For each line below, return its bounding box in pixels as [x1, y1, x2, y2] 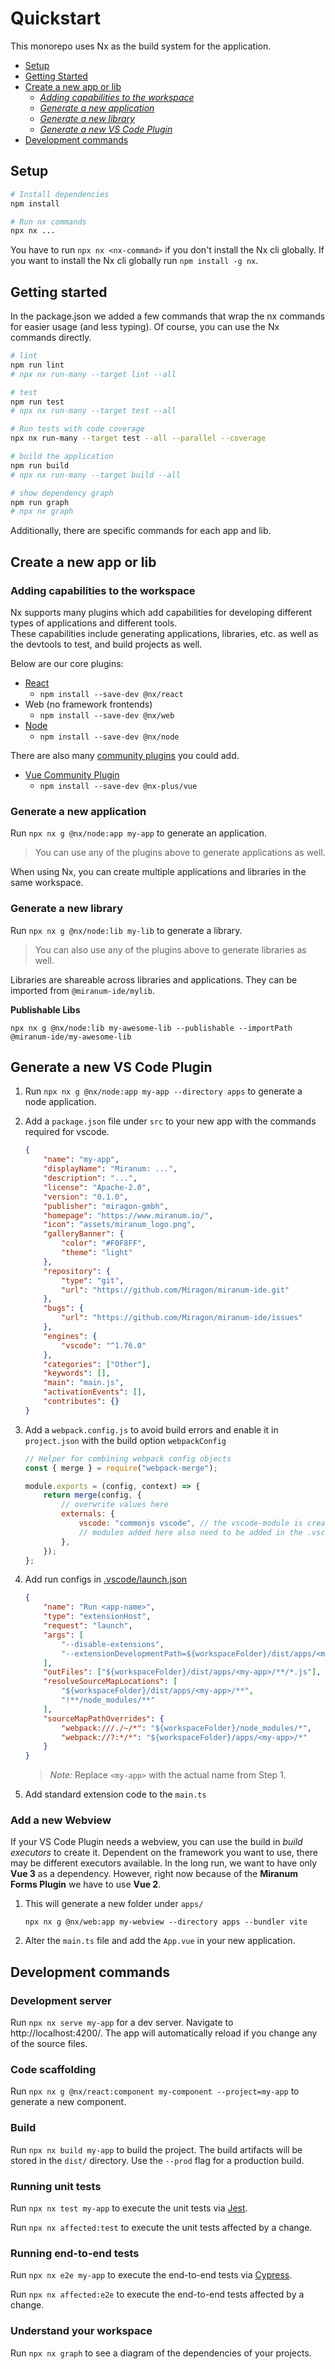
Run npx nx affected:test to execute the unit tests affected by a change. [10, 2222, 313, 2234]
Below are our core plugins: [10, 658, 124, 669]
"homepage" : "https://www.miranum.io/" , [43, 1210, 214, 1221]
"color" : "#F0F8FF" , [61, 1238, 147, 1249]
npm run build [10, 460, 70, 471]
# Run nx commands [10, 217, 87, 227]
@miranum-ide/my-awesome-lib [10, 1032, 132, 1042]
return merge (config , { [43, 1490, 142, 1501]
